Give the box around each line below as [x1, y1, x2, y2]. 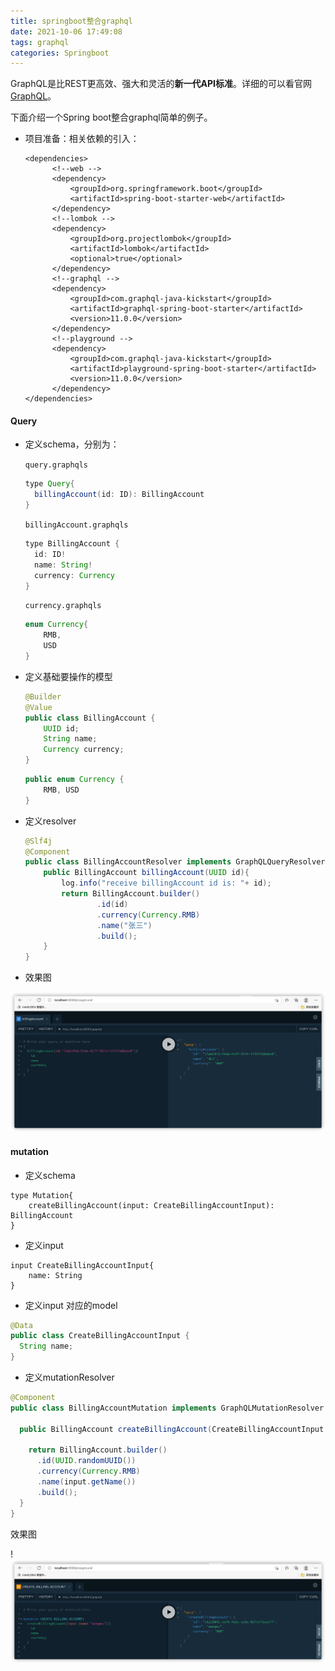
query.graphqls [24, 460, 89, 470]
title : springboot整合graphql [10, 16, 133, 26]
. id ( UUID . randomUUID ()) [36, 1456, 137, 1466]
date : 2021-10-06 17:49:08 [10, 26, 123, 37]
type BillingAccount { [24, 539, 120, 549]
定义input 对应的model [24, 1299, 118, 1311]
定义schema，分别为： [24, 438, 120, 450]
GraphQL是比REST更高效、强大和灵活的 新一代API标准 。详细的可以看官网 [10, 78, 312, 90]
